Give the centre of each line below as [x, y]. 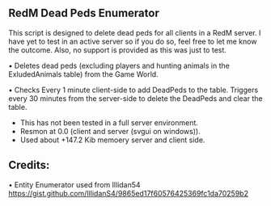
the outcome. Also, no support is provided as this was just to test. [117, 50]
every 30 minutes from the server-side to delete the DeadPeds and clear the [135, 98]
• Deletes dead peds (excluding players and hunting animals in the [119, 65]
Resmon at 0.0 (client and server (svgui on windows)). [110, 131]
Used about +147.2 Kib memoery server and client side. [112, 140]
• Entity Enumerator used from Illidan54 [74, 184]
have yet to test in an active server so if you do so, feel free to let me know [133, 41]
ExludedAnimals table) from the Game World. [84, 74]
